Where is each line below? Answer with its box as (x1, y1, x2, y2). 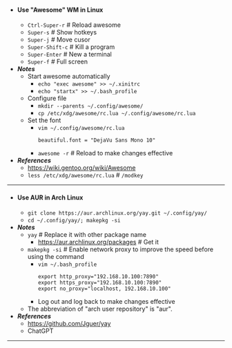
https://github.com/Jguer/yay (27, 320, 111, 328)
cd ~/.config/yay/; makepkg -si (27, 217, 121, 224)
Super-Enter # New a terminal (27, 50, 113, 59)
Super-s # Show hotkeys (27, 28, 97, 37)
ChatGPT (27, 327, 54, 335)
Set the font (27, 116, 61, 124)
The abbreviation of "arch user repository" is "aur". (27, 304, 173, 313)
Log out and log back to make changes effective (37, 298, 175, 306)
